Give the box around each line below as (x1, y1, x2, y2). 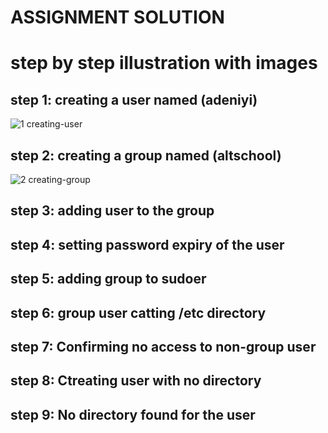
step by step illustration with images (10, 52, 318, 75)
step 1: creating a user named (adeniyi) (10, 91, 258, 108)
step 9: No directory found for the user (10, 406, 256, 423)
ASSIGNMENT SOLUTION (10, 6, 225, 29)
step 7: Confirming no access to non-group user (10, 338, 317, 355)
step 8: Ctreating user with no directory (10, 372, 262, 390)
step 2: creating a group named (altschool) (10, 147, 282, 164)
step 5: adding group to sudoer (10, 271, 207, 288)
